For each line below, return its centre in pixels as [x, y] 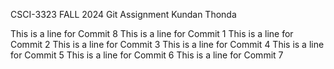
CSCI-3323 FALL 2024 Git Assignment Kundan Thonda [123, 14]
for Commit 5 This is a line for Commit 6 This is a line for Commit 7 [147, 55]
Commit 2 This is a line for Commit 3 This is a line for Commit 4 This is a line [167, 44]
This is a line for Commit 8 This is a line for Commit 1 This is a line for [152, 33]
